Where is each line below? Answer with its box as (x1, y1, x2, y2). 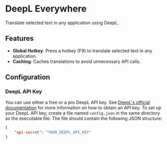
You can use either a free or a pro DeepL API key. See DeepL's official (5, 99, 150, 106)
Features (5, 34, 34, 43)
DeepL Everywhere (5, 3, 87, 15)
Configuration (5, 73, 50, 82)
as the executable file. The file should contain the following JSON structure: (5, 115, 162, 121)
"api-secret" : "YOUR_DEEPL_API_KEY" (14, 130, 92, 135)
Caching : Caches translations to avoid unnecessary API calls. (12, 58, 141, 64)
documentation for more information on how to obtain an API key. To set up (5, 105, 161, 111)
